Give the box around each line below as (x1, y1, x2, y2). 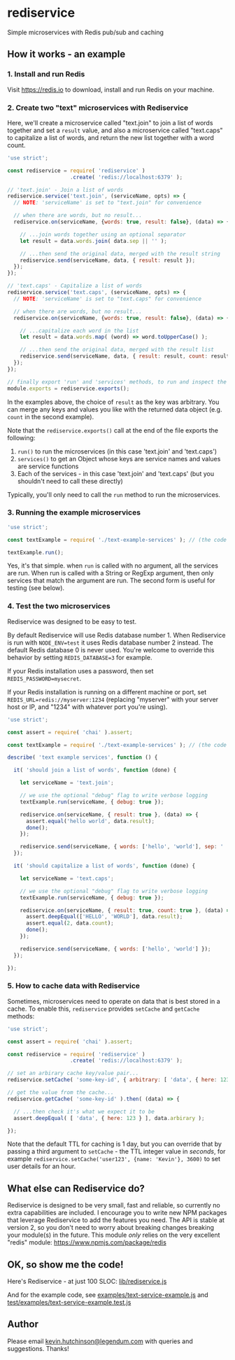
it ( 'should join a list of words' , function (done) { (13, 766, 177, 774)
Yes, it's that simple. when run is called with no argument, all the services (7, 561, 219, 570)
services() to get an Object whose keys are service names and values (17, 454, 221, 463)
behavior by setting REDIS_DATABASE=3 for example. (7, 653, 152, 661)
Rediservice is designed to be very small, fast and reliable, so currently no (7, 1201, 220, 1210)
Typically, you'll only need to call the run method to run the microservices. (7, 490, 220, 498)
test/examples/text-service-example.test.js (7, 1298, 131, 1307)
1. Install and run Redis (7, 69, 85, 79)
